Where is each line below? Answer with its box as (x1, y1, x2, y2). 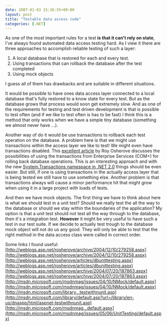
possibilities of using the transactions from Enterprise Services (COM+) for (5, 153, 159, 159)
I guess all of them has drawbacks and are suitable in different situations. (5, 81, 156, 87)
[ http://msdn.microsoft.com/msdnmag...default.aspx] (5, 305, 115, 311)
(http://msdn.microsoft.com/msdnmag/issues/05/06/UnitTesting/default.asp (5, 311, 162, 317)
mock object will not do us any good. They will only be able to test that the (5, 227, 158, 233)
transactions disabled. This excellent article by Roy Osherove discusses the (5, 148, 161, 154)
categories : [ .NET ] (5, 21, 46, 26)
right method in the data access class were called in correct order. (5, 232, 142, 238)
